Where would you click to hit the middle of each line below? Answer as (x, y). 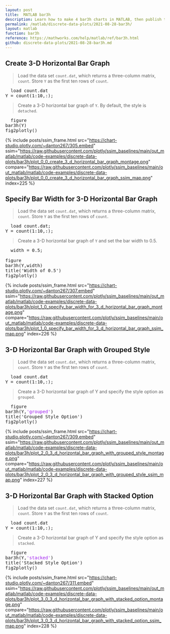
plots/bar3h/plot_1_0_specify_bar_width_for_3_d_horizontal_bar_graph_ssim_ (84, 328)
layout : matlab (21, 29)
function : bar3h (22, 33)
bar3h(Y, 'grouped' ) (29, 412)
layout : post (19, 10)
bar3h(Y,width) (24, 266)
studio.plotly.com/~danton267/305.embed (49, 145)
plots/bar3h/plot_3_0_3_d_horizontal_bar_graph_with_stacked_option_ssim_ (83, 621)
